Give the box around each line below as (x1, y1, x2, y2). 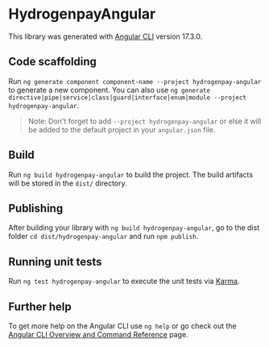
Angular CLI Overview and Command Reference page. (8, 330, 188, 339)
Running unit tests (8, 255, 102, 269)
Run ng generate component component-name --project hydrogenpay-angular (8, 76, 262, 86)
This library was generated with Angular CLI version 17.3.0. (8, 31, 203, 41)
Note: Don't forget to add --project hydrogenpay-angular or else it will (27, 116, 262, 126)
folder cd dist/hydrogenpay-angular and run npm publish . (8, 232, 199, 241)
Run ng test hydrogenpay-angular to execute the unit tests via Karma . (8, 276, 240, 286)
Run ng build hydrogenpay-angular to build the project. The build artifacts (8, 169, 254, 179)
